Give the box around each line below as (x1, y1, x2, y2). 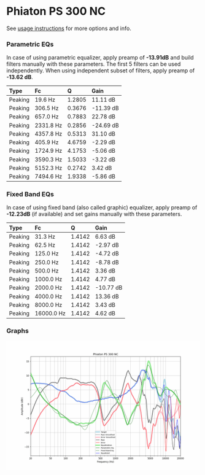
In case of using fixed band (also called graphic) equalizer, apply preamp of (6, 204, 198, 211)
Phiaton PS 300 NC (6, 4, 106, 18)
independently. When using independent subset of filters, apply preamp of (6, 67, 195, 74)
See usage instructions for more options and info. (6, 25, 132, 32)
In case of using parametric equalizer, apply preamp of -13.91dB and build (6, 54, 195, 61)
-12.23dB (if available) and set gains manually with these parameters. (6, 210, 182, 218)
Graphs (6, 326, 29, 335)
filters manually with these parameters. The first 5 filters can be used (6, 60, 181, 68)
